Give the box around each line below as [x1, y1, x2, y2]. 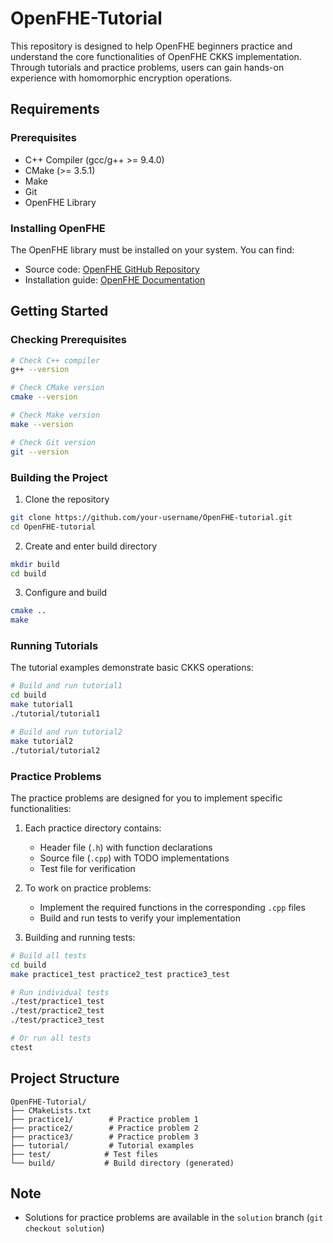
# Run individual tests [10, 987, 110, 997]
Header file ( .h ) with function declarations [39, 841, 213, 853]
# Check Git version [10, 437, 97, 447]
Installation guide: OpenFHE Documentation [24, 273, 206, 286]
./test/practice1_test [10, 997, 105, 1007]
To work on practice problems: [24, 882, 152, 894]
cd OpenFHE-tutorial [10, 522, 97, 532]
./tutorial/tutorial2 [10, 745, 101, 756]
